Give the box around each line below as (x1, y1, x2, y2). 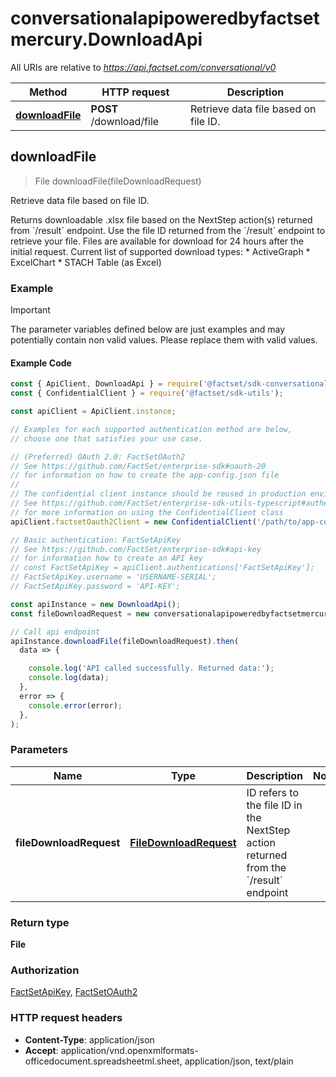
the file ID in (246, 798, 303, 812)
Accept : (24, 1044, 59, 1056)
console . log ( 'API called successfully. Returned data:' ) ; (28, 663, 275, 674)
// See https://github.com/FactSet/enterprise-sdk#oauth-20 (10, 461, 267, 471)
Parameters (10, 743, 68, 757)
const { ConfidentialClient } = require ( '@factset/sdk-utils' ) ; (10, 388, 284, 399)
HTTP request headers (10, 1011, 123, 1025)
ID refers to (246, 785, 300, 799)
